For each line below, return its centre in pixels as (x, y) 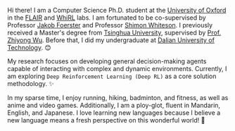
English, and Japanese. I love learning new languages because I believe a (114, 113)
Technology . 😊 (29, 48)
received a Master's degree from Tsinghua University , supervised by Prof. (114, 32)
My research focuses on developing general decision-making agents (107, 61)
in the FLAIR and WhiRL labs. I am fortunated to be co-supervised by (107, 18)
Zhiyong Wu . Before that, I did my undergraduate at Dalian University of (111, 40)
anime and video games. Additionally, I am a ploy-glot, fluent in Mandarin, (114, 105)
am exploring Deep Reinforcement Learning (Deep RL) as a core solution (112, 76)
